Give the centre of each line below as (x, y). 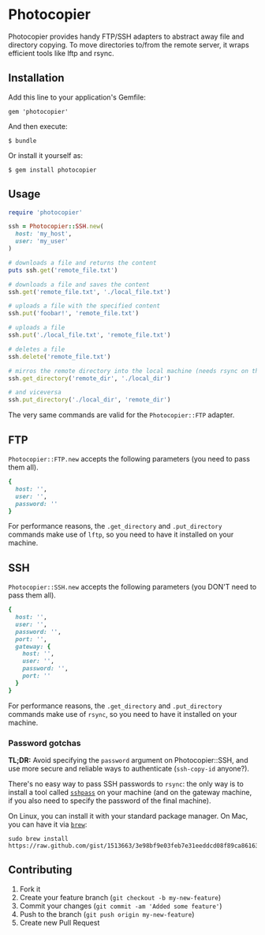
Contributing (40, 870)
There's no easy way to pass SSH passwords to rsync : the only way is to (126, 783)
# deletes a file (37, 349)
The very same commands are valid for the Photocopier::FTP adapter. (121, 415)
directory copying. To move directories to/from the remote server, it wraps (129, 44)
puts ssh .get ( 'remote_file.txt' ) (63, 270)
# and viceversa (35, 393)
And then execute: (38, 126)
